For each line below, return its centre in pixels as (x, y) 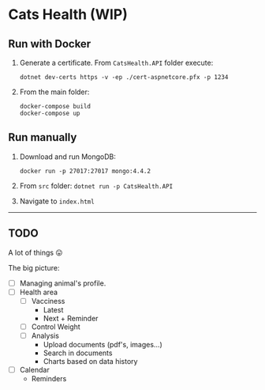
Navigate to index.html (57, 201)
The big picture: (34, 267)
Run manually (43, 137)
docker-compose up (50, 113)
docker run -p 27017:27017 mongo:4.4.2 (85, 171)
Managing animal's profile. (63, 283)
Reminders (49, 379)
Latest (53, 309)
